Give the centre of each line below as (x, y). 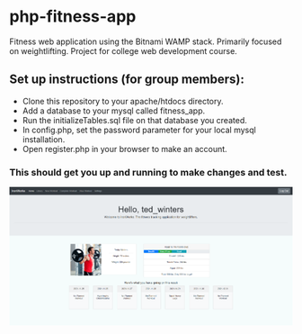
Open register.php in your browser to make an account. (124, 149)
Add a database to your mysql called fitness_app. (114, 111)
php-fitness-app (73, 17)
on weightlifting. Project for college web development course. (124, 50)
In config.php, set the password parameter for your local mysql (139, 130)
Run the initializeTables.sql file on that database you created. (134, 120)
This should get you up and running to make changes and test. (148, 172)
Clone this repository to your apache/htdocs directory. (123, 101)
